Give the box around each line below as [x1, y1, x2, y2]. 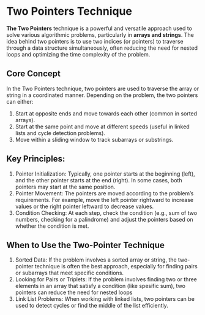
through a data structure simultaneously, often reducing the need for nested [6, 44, 198, 52]
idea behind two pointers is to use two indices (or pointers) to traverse [6, 37, 184, 45]
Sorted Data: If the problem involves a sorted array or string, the [15, 256, 177, 263]
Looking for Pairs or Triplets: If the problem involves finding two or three [15, 276, 198, 283]
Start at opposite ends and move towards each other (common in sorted [15, 109, 198, 117]
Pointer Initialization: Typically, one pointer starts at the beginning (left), [15, 170, 196, 177]
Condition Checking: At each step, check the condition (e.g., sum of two [15, 209, 198, 216]
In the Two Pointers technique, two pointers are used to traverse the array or [6, 85, 199, 92]
